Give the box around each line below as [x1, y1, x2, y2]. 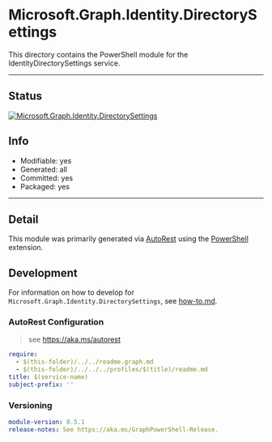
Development [8, 266, 79, 280]
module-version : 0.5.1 [8, 419, 85, 427]
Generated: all [19, 164, 67, 174]
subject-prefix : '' [8, 380, 74, 389]
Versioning [8, 399, 53, 410]
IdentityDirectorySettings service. [8, 58, 121, 68]
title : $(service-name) [8, 373, 89, 381]
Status [8, 89, 43, 103]
